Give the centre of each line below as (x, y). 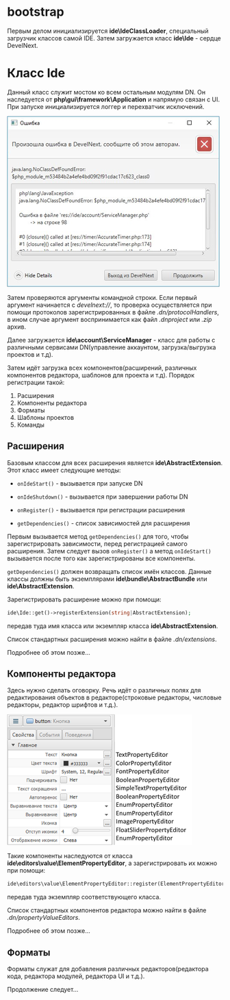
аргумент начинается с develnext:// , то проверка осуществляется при (110, 305)
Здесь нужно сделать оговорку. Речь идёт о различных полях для (104, 690)
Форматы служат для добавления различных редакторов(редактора (108, 969)
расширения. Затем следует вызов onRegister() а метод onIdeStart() (109, 551)
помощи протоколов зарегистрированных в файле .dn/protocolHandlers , (113, 312)
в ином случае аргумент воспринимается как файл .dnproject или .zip (110, 319)
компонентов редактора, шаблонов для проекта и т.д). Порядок (101, 375)
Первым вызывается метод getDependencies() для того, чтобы (98, 536)
